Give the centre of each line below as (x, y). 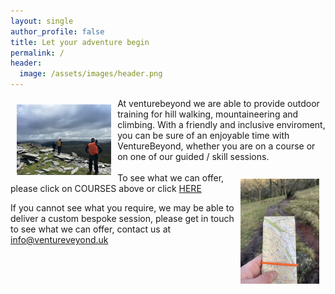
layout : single (42, 21)
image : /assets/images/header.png (91, 74)
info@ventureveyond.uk (59, 239)
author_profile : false (57, 31)
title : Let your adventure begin (80, 42)
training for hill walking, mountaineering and (208, 114)
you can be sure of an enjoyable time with (203, 135)
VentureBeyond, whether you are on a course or (216, 146)
